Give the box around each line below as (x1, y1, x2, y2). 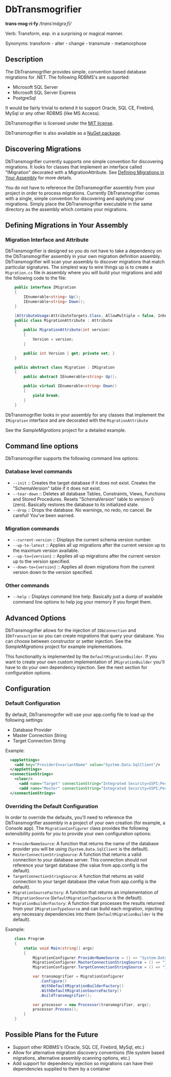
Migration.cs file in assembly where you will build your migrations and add (5, 270, 162, 276)
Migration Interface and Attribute (5, 236, 89, 243)
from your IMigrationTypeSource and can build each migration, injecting (12, 905, 163, 912)
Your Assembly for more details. (5, 175, 73, 181)
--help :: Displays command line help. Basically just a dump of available (12, 593, 163, 600)
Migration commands (5, 525, 60, 532)
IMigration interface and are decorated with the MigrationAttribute (5, 417, 149, 423)
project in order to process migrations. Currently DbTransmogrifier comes (5, 190, 160, 196)
